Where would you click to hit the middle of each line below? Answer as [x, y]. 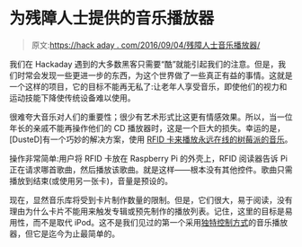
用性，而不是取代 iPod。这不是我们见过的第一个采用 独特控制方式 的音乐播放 [149, 222]
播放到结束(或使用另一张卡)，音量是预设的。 [91, 181]
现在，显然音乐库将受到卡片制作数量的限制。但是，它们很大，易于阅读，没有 [151, 199]
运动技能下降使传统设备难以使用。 [72, 97]
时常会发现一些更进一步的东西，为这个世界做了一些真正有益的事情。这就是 [155, 75]
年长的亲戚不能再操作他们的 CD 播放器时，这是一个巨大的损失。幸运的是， [147, 128]
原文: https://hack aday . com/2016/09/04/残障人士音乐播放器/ [146, 45]
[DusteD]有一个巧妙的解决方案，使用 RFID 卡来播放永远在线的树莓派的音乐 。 [151, 139]
